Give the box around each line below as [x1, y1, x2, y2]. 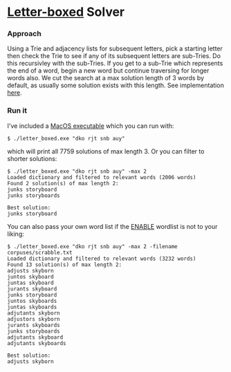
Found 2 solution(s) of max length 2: [7, 180, 119, 187]
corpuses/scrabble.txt [7, 249, 73, 256]
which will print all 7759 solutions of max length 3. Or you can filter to [7, 147, 205, 156]
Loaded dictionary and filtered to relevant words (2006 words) [7, 174, 196, 180]
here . [7, 89, 22, 97]
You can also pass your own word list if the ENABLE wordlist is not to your [7, 222, 218, 230]
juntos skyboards [7, 297, 57, 304]
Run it [7, 106, 28, 115]
